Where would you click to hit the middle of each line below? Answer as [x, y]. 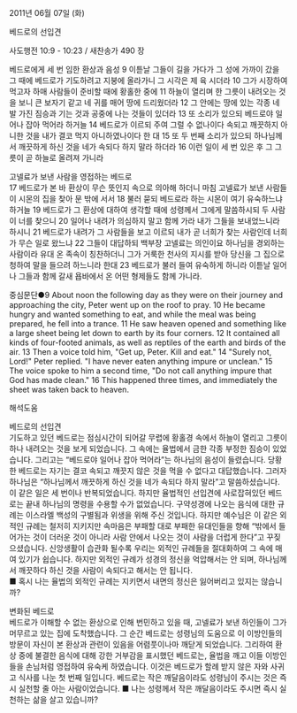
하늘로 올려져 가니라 [69, 158]
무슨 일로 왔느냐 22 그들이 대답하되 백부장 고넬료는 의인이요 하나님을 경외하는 [152, 243]
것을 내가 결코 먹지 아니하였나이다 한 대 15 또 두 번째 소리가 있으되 [138, 136]
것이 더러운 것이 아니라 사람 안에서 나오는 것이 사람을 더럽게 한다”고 [148, 537]
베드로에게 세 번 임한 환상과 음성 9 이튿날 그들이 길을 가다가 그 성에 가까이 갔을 [145, 69]
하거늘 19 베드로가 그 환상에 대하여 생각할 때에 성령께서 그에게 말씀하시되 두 [139, 210]
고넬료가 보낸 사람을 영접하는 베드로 [71, 176]
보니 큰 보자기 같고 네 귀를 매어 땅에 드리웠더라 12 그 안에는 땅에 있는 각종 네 [149, 103]
